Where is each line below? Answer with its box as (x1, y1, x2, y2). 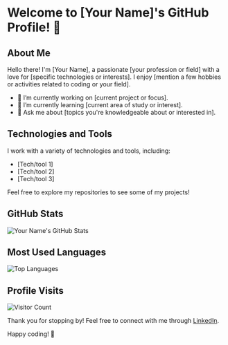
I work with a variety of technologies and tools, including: (7, 147, 171, 155)
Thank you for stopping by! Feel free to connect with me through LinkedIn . (7, 317, 220, 325)
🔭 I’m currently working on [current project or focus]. (17, 93, 168, 102)
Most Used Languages (7, 247, 106, 259)
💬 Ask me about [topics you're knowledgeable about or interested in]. (17, 109, 216, 116)
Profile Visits (7, 285, 64, 297)
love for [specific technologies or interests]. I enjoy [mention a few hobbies (7, 73, 222, 81)
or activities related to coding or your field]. (7, 80, 131, 88)
